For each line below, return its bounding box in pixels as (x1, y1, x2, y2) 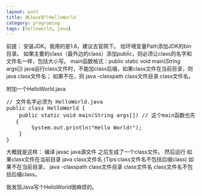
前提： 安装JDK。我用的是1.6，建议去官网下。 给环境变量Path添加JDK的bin (6, 43, 191, 50)
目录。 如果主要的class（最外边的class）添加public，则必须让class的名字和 (6, 50, 193, 58)
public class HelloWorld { (6, 105, 86, 111)
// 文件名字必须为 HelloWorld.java (6, 98, 103, 105)
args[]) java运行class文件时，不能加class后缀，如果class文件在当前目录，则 (6, 65, 193, 73)
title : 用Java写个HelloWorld (6, 14, 77, 20)
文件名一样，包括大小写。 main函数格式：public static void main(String (6, 58, 181, 65)
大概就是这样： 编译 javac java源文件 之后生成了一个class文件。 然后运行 (6, 148, 186, 156)
